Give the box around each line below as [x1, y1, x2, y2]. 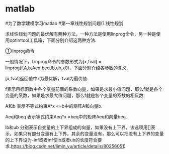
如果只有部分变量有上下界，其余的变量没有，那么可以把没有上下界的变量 [14, 130, 164, 136]
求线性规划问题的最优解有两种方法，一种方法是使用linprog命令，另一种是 [5, 31, 156, 37]
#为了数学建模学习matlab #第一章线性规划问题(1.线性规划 [5, 20, 124, 26]
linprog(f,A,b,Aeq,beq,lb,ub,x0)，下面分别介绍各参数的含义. [5, 65, 128, 71]
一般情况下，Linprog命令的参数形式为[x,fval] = [5, 58, 102, 64]
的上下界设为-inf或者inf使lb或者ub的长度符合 [5, 136, 98, 143]
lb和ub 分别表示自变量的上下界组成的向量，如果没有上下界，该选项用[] [5, 124, 151, 130]
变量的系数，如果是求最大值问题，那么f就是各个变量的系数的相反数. [5, 92, 145, 98]
